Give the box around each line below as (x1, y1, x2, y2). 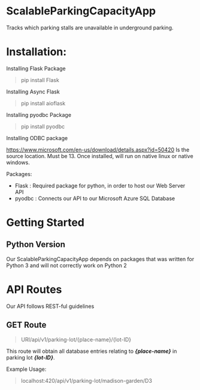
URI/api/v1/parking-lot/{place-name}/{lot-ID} (20, 335, 132, 343)
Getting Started (6, 216, 85, 229)
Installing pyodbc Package (6, 111, 72, 118)
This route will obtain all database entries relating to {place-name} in (6, 347, 177, 355)
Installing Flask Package (6, 65, 66, 72)
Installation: (6, 45, 67, 59)
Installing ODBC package (6, 134, 68, 141)
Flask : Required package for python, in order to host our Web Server (14, 182, 186, 189)
